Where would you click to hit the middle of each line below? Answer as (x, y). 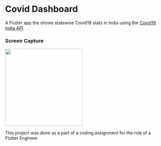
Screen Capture (24, 40)
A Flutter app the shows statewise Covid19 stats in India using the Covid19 (80, 23)
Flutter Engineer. (22, 138)
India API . (15, 28)
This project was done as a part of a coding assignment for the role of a (78, 133)
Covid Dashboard (41, 9)
